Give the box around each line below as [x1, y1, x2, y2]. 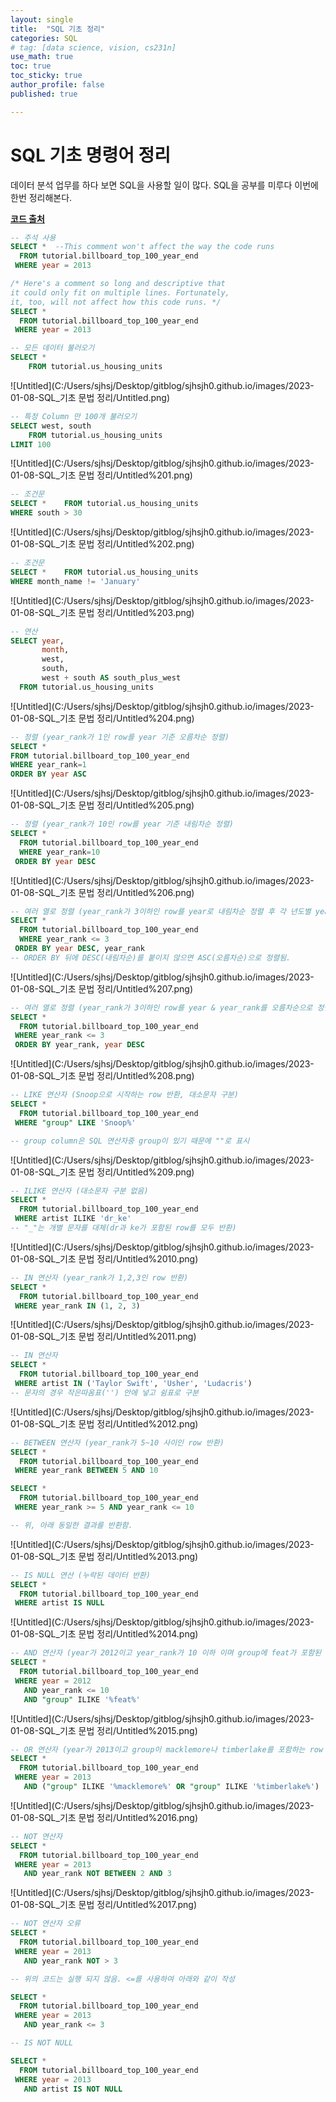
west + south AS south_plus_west [41, 673, 182, 683]
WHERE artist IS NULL [14, 1598, 105, 1608]
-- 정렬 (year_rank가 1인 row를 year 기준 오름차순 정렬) [10, 732, 230, 742]
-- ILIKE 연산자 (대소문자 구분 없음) [10, 1186, 149, 1196]
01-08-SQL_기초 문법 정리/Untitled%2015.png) [10, 1724, 198, 1736]
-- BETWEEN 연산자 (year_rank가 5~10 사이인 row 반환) [10, 1437, 225, 1448]
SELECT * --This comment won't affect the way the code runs [10, 242, 275, 252]
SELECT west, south [10, 421, 92, 431]
